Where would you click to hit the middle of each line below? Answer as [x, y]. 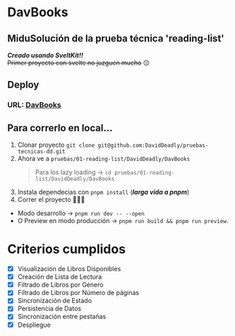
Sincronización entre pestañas [62, 317]
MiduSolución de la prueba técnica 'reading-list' [116, 38]
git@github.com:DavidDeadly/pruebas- [153, 145]
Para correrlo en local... [60, 128]
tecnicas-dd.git [41, 152]
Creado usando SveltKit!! [45, 55]
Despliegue [34, 325]
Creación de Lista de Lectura [60, 277]
